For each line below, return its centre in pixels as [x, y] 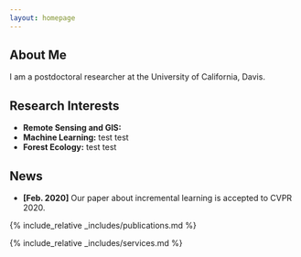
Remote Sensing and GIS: [72, 128]
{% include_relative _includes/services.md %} [96, 243]
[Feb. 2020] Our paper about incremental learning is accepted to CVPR [157, 198]
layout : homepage [43, 18]
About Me [38, 55]
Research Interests [64, 106]
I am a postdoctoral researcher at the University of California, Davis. [137, 77]
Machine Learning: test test [76, 137]
